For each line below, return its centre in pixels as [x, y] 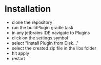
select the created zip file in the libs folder [54, 48]
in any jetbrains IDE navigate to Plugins [51, 32]
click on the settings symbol [40, 38]
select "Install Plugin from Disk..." [45, 43]
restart [18, 58]
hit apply [20, 53]
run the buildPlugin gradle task [42, 27]
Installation [28, 9]
